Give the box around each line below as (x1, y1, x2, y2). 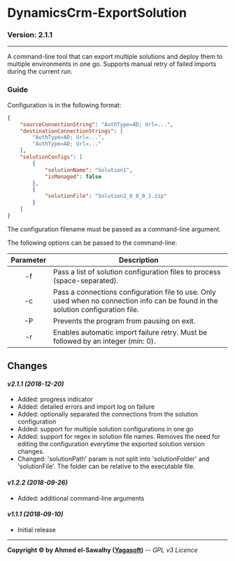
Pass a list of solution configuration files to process (52, 266, 221, 276)
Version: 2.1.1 (7, 30, 53, 40)
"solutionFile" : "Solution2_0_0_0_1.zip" (44, 193, 168, 200)
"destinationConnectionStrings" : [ (20, 128, 124, 135)
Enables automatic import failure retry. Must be (52, 327, 208, 337)
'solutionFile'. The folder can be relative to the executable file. (17, 462, 196, 471)
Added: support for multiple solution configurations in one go (17, 425, 194, 433)
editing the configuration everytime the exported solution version (17, 440, 205, 448)
